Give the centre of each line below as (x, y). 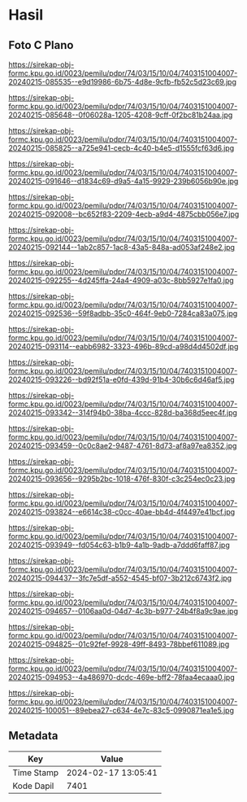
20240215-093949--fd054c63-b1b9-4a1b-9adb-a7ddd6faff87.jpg (119, 545)
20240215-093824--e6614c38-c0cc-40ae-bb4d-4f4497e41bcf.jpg (122, 512)
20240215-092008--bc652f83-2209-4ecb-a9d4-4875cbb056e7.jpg (124, 214)
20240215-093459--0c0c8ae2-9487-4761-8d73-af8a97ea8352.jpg (123, 446)
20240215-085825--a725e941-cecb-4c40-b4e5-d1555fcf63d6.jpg (121, 148)
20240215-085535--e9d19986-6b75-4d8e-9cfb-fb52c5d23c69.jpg (123, 82)
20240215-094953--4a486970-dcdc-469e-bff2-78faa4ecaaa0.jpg (121, 677)
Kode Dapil (33, 786)
